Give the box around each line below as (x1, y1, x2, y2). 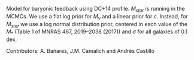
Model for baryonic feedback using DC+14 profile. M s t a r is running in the (6, 5, 185, 14)
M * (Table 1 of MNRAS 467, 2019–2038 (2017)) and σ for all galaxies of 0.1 (6, 28, 187, 37)
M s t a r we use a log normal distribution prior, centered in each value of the (6, 20, 187, 29)
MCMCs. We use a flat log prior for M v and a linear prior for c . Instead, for (6, 12, 188, 21)
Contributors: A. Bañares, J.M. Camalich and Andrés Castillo (6, 48, 154, 55)
